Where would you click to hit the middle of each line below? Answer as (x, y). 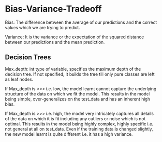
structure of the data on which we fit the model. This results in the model (77, 94)
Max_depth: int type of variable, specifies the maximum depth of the (73, 69)
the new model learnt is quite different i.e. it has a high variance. (69, 134)
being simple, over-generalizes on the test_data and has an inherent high (78, 99)
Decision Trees (28, 57)
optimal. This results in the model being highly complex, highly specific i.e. (79, 124)
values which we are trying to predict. (43, 27)
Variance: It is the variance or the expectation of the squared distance (74, 37)
